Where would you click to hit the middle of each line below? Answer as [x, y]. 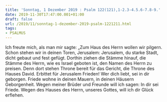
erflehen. [15, 95]
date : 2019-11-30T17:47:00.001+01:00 [45, 14]
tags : [11, 28]
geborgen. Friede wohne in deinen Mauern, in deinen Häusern [70, 79]
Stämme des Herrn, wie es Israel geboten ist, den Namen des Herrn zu [78, 63]
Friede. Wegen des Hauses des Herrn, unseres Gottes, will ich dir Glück [79, 90]
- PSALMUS [16, 33]
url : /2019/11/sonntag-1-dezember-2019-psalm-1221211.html [68, 24]
